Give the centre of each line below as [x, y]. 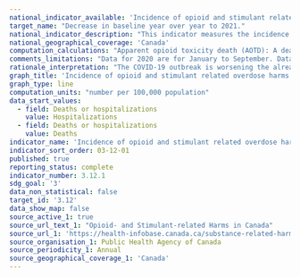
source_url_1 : [36, 233]
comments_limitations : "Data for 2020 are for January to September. [142, 59]
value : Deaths [51, 134]
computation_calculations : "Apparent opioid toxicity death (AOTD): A [143, 51]
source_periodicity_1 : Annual [66, 250]
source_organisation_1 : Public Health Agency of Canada [115, 242]
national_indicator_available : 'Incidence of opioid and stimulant [137, 17]
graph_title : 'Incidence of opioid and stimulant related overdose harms [150, 76]
